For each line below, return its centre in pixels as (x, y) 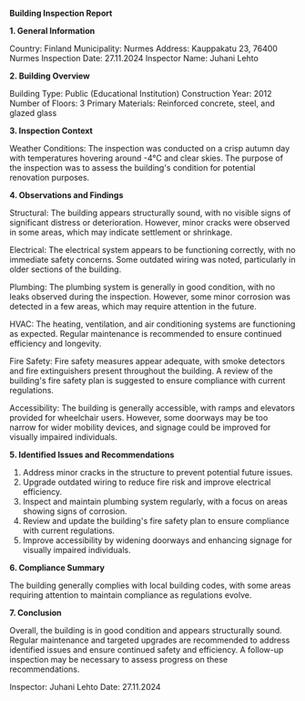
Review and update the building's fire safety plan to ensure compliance (156, 521)
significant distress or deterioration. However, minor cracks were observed (150, 222)
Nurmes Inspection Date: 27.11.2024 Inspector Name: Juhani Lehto (134, 58)
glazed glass (33, 113)
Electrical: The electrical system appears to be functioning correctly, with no (152, 250)
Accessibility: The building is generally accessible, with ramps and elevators (152, 408)
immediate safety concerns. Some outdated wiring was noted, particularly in (152, 260)
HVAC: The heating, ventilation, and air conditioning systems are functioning (152, 324)
